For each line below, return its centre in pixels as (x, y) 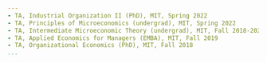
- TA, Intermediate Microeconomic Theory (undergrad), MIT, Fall (118, 30)
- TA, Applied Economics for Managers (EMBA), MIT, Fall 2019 (113, 38)
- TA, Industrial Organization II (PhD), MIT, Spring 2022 (108, 16)
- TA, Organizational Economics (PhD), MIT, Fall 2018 (100, 45)
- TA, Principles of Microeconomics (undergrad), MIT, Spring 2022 (122, 23)
